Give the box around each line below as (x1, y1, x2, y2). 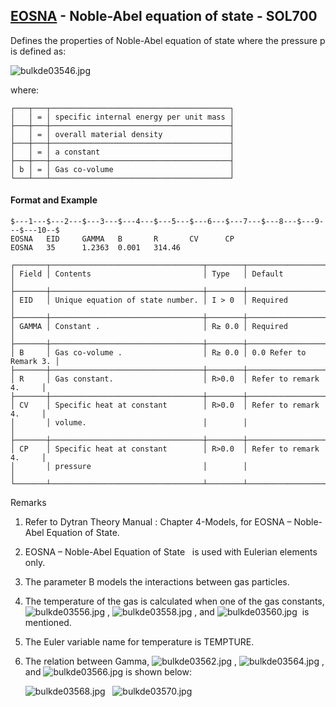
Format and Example (10, 194, 98, 206)
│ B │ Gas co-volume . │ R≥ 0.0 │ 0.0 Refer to (10, 348, 307, 358)
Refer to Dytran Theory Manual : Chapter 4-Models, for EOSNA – (24, 516, 292, 528)
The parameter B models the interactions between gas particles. (24, 576, 290, 588)
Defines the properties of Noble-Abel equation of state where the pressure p (10, 34, 326, 46)
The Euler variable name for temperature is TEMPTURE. (24, 636, 255, 648)
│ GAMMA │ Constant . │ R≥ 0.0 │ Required (10, 322, 288, 332)
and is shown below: (24, 666, 192, 678)
